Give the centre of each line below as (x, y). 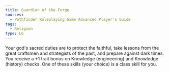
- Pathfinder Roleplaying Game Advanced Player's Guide (70, 19)
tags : (11, 24)
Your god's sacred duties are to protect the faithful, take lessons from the (82, 48)
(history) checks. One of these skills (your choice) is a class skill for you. (81, 64)
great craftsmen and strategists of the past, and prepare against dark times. (85, 53)
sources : (15, 15)
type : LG (15, 33)
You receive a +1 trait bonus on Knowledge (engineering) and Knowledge (82, 59)
